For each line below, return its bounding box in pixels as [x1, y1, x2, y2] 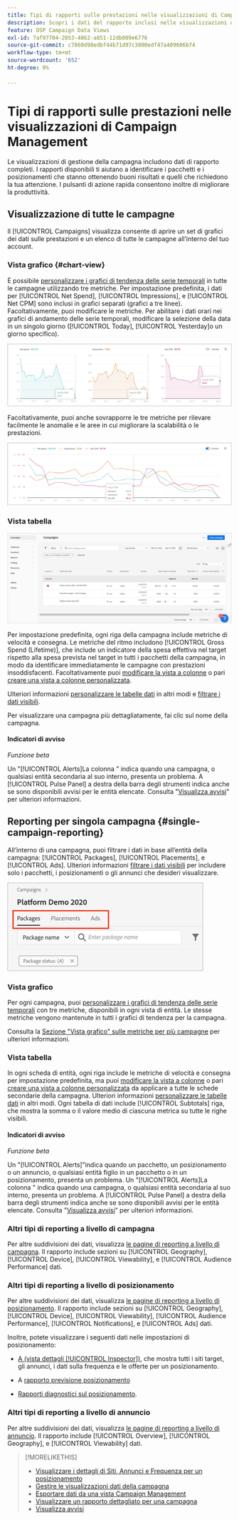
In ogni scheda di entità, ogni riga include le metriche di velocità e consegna [7, 1068, 231, 1077]
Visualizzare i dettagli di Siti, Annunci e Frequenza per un [35, 1467, 203, 1475]
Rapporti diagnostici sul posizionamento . [17, 1389, 137, 1398]
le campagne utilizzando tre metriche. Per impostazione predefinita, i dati [7, 284, 223, 292]
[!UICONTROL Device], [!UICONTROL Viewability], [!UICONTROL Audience [7, 1312, 226, 1320]
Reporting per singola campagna [7, 815, 156, 827]
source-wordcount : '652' [7, 57, 81, 64]
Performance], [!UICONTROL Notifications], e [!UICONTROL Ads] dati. [7, 1320, 213, 1328]
